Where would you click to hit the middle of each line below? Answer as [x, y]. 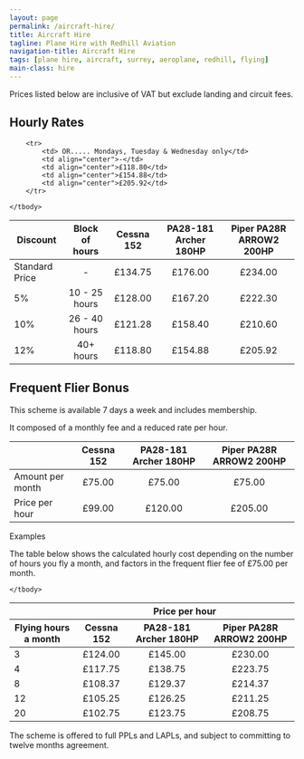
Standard [33, 266]
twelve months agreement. [59, 745]
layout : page [34, 18]
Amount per [39, 476]
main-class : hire [42, 69]
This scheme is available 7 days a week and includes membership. [133, 409]
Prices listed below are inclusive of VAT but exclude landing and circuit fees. [152, 94]
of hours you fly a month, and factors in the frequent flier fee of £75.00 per [149, 563]
